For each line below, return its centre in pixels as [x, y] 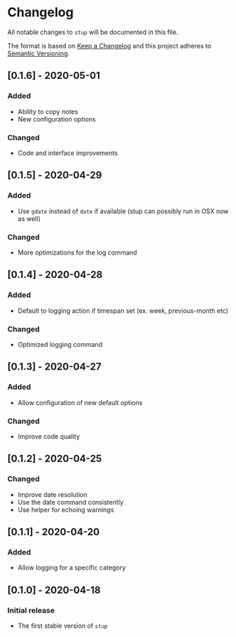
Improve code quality [49, 436]
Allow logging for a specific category [72, 568]
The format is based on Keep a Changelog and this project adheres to [109, 45]
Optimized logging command [60, 344]
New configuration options [57, 119]
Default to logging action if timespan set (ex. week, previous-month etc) [123, 311]
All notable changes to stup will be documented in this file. [93, 32]
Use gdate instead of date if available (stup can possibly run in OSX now [123, 211]
